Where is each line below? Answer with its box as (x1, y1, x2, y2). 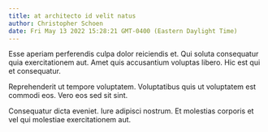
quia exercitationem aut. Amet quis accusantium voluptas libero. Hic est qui (8, 57, 261, 67)
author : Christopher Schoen (8, 19, 104, 28)
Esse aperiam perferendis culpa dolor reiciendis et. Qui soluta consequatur (8, 49, 259, 59)
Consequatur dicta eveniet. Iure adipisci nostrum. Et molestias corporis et (8, 106, 254, 116)
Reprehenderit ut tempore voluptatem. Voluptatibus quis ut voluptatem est (8, 82, 257, 92)
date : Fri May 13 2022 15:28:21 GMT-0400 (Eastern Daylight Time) (8, 27, 238, 35)
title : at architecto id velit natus (8, 11, 136, 20)
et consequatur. (8, 66, 61, 76)
